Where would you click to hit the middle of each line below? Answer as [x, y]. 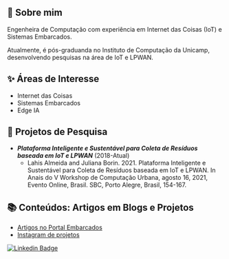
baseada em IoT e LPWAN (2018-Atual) [73, 156]
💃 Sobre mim [35, 13]
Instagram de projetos [48, 235]
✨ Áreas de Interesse [53, 79]
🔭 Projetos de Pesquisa [57, 132]
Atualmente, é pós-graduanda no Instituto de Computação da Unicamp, [108, 50]
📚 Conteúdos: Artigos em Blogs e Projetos [100, 207]
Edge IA [28, 110]
